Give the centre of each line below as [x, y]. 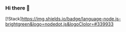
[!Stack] [13, 19]
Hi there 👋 [18, 8]
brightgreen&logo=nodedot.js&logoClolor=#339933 [59, 24]
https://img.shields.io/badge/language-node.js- [71, 19]
